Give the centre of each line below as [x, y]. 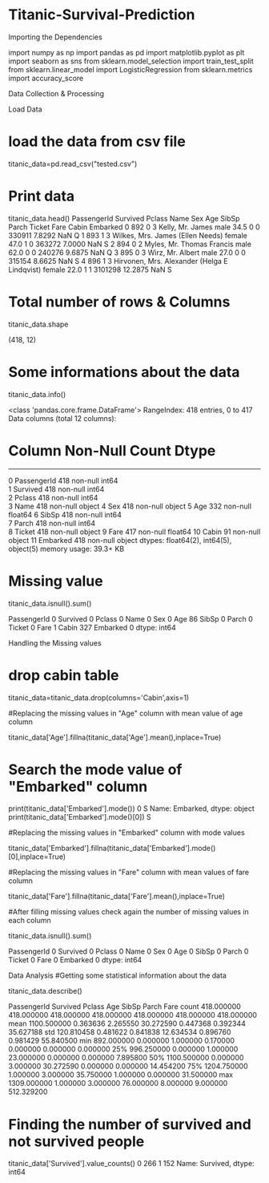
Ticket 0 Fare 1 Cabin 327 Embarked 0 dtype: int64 [92, 627]
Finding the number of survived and [130, 1124]
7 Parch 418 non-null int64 [52, 523]
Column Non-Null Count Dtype [112, 450]
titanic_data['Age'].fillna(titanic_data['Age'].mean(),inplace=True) [115, 737]
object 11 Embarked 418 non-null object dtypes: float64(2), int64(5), [120, 540]
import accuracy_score [46, 78]
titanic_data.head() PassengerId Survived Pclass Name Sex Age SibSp [124, 218]
